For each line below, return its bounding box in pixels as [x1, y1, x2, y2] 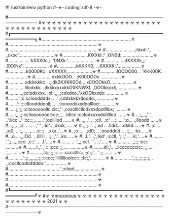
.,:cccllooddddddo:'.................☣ [5, 160, 72, 166]
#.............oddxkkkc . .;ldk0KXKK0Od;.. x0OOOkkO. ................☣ [5, 79, 138, 85]
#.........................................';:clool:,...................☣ [5, 166, 106, 172]
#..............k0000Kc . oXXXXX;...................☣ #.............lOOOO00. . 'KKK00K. [5, 68, 162, 74]
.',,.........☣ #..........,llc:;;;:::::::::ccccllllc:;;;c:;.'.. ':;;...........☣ [5, 150, 122, 155]
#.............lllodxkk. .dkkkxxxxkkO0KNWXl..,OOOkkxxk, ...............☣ [5, 85, 142, 91]
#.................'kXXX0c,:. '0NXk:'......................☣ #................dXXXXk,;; [5, 58, 146, 63]
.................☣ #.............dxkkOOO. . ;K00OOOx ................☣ [5, 74, 125, 79]
